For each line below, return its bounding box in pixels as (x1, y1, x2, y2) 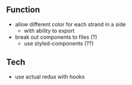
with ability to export (23, 27, 75, 34)
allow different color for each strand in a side (14, 20, 126, 28)
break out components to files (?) (14, 33, 98, 41)
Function (6, 5, 40, 15)
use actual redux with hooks (14, 73, 85, 80)
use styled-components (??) (23, 40, 94, 47)
